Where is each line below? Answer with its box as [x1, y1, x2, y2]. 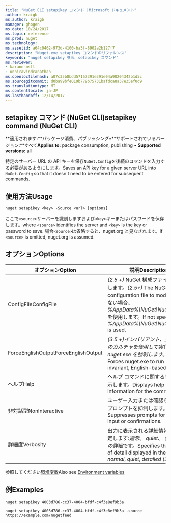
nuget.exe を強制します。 [107, 351, 168, 358]
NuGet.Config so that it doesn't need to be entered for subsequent [5, 171, 144, 177]
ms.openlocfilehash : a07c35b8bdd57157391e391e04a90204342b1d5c [5, 74, 142, 79]
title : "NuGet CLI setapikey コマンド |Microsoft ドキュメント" [5, 7, 137, 13]
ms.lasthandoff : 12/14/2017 [5, 93, 65, 98]
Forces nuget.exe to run [107, 358, 164, 365]
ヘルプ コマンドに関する [107, 373, 165, 381]
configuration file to [107, 292, 154, 299]
